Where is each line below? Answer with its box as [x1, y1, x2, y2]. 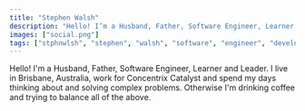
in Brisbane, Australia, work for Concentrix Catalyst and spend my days [9, 73, 277, 84]
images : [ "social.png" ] [9, 30, 100, 39]
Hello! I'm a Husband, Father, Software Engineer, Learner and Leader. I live [9, 63, 289, 74]
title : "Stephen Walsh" [9, 13, 100, 23]
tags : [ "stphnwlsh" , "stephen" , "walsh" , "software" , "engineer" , [9, 38, 266, 48]
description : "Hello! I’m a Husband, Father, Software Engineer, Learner [9, 22, 295, 31]
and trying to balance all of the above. [9, 92, 152, 103]
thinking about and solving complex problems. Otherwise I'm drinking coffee [9, 82, 295, 93]
